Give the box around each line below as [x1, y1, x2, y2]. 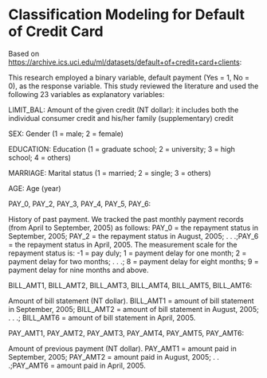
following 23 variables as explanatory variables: [8, 89, 165, 99]
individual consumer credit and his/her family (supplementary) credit [8, 113, 234, 123]
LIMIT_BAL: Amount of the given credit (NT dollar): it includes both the [8, 105, 239, 115]
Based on [8, 49, 40, 58]
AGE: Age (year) [8, 183, 61, 193]
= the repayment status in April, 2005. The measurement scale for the [8, 240, 238, 249]
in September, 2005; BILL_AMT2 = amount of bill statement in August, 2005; [8, 304, 259, 314]
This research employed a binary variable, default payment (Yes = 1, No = [8, 72, 249, 82]
